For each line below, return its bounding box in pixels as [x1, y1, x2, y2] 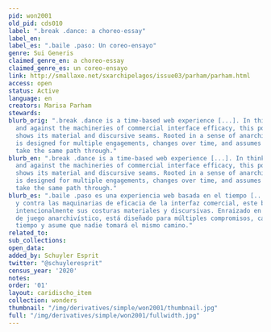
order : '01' [8, 281, 48, 290]
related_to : [8, 229, 48, 238]
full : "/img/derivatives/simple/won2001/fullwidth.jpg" [8, 311, 200, 319]
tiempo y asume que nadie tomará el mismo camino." [15, 222, 194, 230]
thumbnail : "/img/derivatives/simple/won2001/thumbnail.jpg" [8, 304, 219, 312]
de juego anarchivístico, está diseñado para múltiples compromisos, [15, 214, 254, 222]
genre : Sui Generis [8, 49, 74, 57]
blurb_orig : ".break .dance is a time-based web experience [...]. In [8, 117, 251, 125]
